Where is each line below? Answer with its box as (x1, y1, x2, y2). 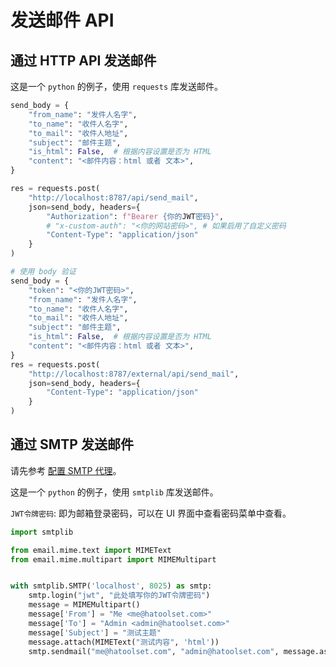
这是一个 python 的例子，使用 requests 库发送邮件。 (10, 81, 223, 92)
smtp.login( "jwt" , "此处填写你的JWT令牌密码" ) (28, 591, 211, 601)
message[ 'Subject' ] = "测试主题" (28, 627, 162, 638)
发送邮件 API (10, 9, 115, 32)
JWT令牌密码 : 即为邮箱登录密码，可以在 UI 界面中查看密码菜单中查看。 (10, 507, 292, 519)
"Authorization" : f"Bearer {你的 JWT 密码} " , (46, 211, 225, 221)
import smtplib (10, 527, 74, 537)
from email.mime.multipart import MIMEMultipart (10, 554, 217, 565)
